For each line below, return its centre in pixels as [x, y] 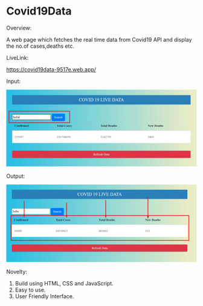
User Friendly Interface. [44, 296]
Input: [14, 81]
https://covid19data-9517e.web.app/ [51, 69]
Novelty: [17, 272]
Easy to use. [30, 290]
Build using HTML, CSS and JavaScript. [64, 283]
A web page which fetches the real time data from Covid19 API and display [99, 39]
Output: [16, 176]
